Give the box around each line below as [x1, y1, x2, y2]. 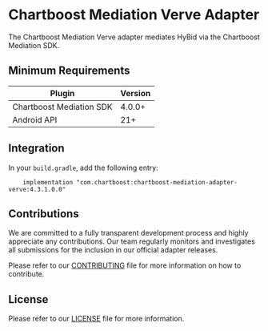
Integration [8, 142, 66, 155]
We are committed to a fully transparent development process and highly [8, 228, 249, 238]
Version [120, 87, 151, 99]
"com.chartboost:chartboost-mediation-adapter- [76, 178, 238, 186]
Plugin [50, 87, 75, 99]
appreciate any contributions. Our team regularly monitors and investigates [8, 236, 256, 246]
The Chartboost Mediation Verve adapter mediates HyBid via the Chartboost [8, 32, 260, 42]
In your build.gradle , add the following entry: [8, 163, 158, 172]
